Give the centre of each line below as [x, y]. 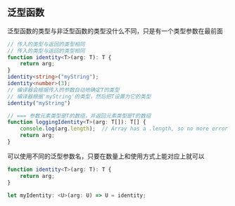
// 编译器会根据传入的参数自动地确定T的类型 [63, 90]
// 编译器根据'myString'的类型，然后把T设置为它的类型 [79, 96]
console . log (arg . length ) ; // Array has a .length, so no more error [124, 129]
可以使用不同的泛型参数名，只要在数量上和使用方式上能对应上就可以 [106, 156]
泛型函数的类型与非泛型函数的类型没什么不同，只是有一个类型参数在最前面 [115, 31]
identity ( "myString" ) [39, 103]
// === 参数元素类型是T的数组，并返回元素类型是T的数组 [79, 116]
